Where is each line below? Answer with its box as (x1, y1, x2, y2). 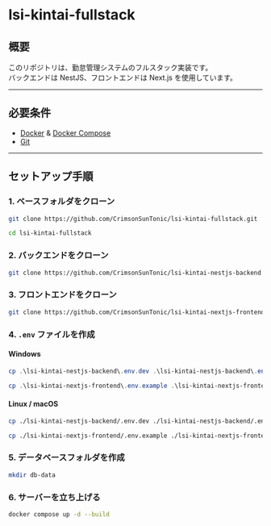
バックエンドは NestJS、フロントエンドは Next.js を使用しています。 (8, 73, 238, 82)
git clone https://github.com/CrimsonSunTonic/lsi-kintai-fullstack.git (8, 215, 258, 223)
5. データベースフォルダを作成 (8, 452, 125, 463)
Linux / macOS (8, 399, 59, 409)
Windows (8, 349, 41, 359)
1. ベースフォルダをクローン (8, 196, 115, 207)
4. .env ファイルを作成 (8, 328, 95, 340)
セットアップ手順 (8, 169, 94, 183)
